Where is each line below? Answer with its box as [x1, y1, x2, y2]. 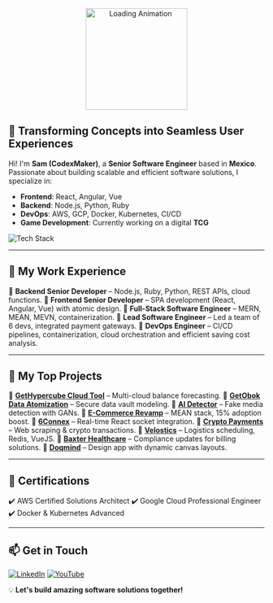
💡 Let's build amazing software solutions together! [8, 585, 184, 595]
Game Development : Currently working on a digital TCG [19, 217, 209, 227]
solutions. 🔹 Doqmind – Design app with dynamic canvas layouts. [8, 443, 227, 452]
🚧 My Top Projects [8, 369, 102, 383]
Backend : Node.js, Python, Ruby [19, 200, 130, 210]
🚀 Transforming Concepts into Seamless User [8, 125, 245, 138]
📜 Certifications [8, 474, 90, 487]
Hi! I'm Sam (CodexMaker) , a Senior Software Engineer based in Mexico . [8, 159, 258, 168]
